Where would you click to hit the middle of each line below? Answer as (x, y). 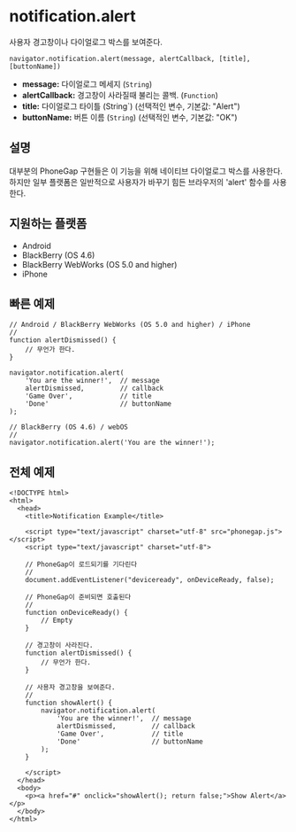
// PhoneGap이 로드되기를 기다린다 (81, 564)
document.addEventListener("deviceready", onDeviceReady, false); (150, 580)
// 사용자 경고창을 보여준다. (70, 688)
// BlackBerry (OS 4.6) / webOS (68, 427)
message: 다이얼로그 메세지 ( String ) (87, 84)
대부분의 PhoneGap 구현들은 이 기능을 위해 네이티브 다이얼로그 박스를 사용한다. (146, 171)
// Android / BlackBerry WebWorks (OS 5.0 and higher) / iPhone (130, 325)
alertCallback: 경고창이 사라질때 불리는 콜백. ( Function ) (120, 95)
